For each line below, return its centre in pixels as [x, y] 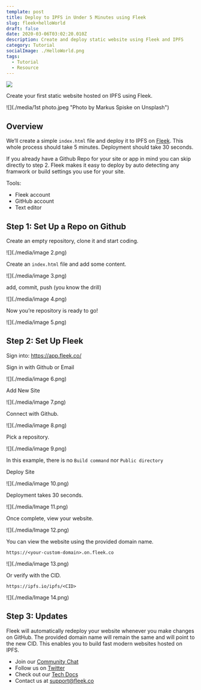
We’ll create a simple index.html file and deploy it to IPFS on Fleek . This [95, 141]
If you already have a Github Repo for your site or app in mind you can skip [98, 159]
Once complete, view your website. [50, 518]
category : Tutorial [31, 46]
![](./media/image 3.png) [37, 276]
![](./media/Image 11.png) [37, 506]
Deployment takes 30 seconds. [45, 495]
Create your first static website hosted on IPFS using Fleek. [79, 96]
